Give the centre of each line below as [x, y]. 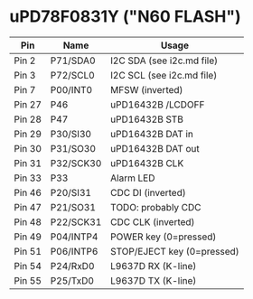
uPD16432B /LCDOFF [157, 104]
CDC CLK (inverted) [152, 221]
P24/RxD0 [72, 266]
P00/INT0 [71, 89]
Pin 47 [28, 207]
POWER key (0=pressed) [163, 237]
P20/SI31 [71, 192]
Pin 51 [28, 251]
